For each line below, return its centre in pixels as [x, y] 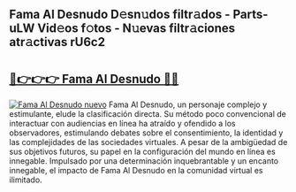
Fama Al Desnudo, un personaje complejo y [188, 104]
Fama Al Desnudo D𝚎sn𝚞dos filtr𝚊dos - [120, 15]
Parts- [250, 15]
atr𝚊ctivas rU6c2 [57, 42]
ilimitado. [26, 180]
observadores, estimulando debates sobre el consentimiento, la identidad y [146, 133]
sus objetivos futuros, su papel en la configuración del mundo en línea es [142, 151]
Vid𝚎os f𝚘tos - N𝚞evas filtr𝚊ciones [136, 29]
